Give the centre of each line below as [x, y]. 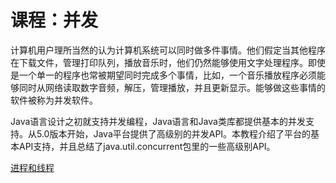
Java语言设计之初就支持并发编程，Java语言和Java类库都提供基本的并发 [158, 121]
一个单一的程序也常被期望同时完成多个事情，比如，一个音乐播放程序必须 [167, 75]
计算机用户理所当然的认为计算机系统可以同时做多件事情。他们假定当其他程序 [168, 50]
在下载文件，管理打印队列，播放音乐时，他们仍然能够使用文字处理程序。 [159, 62]
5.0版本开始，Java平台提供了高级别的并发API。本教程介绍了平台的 [174, 133]
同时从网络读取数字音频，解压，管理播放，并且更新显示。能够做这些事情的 [172, 87]
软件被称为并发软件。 [54, 100]
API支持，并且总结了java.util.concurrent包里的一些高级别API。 [147, 146]
